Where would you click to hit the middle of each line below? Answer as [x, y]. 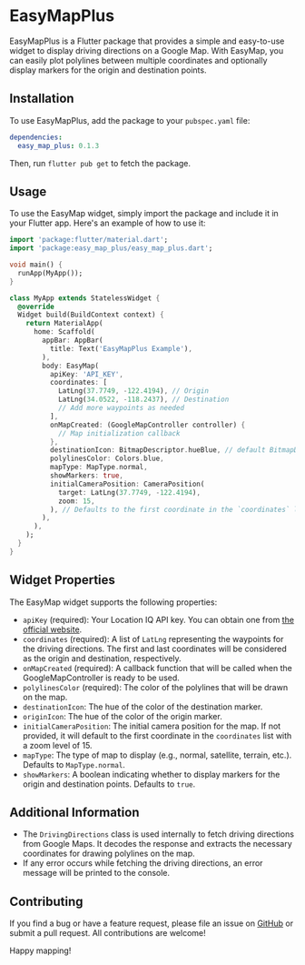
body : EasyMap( [71, 366]
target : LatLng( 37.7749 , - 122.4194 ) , [129, 492]
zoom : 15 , [76, 501]
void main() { [36, 265]
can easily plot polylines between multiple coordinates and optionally [138, 60]
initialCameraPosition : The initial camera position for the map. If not [152, 726]
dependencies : [36, 137]
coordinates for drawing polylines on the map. [108, 854]
